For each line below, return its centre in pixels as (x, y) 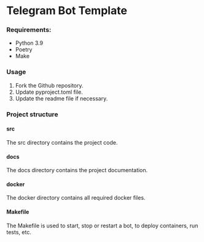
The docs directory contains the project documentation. (77, 170)
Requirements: (29, 30)
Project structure (32, 114)
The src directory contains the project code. (62, 142)
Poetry (24, 50)
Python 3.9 (29, 43)
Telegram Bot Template (67, 11)
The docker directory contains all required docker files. (76, 198)
